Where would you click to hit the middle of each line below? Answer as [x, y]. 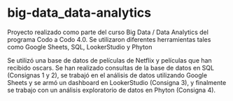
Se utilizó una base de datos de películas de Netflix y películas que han [110, 60]
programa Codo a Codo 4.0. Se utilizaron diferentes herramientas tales [109, 39]
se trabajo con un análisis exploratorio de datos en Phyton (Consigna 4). [111, 90]
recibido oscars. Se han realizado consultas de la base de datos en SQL [111, 68]
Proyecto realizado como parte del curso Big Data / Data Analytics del [108, 32]
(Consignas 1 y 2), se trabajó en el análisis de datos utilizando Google [107, 75]
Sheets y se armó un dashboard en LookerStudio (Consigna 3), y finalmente [117, 82]
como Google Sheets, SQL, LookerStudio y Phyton [80, 47]
